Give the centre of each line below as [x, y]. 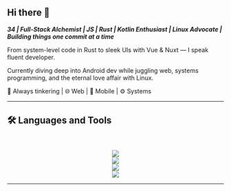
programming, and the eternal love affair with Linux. [80, 78]
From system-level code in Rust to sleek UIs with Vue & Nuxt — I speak [108, 49]
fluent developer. [31, 57]
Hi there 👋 [29, 13]
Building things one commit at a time [61, 36]
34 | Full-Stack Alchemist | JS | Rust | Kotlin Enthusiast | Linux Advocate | [114, 29]
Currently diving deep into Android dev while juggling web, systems [103, 70]
